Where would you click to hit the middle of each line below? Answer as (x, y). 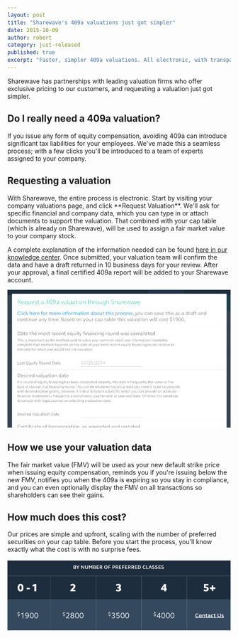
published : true (31, 53)
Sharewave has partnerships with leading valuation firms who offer (105, 81)
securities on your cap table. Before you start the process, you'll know (110, 542)
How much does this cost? (67, 517)
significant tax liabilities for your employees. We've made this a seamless (114, 143)
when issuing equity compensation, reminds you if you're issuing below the (117, 472)
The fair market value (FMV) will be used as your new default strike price (114, 464)
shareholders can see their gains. (56, 495)
